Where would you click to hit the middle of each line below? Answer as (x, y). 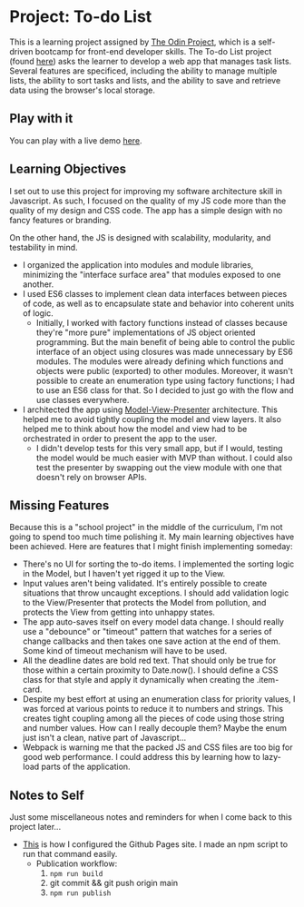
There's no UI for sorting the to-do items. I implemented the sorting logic (158, 564)
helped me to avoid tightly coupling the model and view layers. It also (152, 419)
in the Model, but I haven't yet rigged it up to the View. (123, 574)
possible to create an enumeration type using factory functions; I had (165, 380)
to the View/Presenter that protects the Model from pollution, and (144, 603)
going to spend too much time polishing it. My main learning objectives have (152, 537)
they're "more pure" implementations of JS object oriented (146, 332)
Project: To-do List (81, 17)
